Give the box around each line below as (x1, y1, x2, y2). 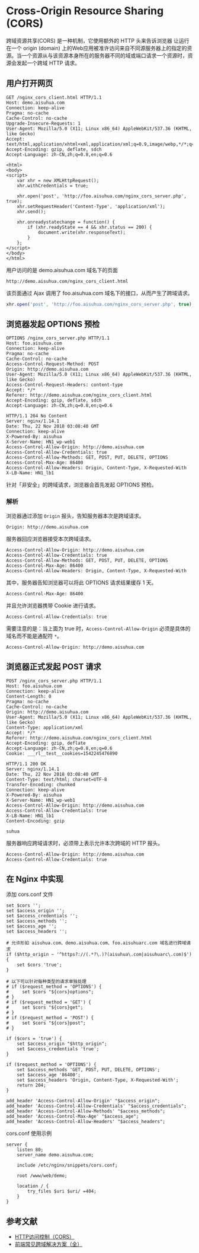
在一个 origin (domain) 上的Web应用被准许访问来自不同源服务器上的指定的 (6, 44, 187, 52)
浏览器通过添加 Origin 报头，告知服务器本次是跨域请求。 (6, 512, 145, 519)
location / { (17, 1183, 49, 1190)
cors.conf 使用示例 (6, 1130, 52, 1137)
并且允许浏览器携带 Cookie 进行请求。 (6, 602, 99, 609)
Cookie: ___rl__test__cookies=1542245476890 (6, 750, 118, 757)
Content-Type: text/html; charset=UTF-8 (6, 776, 108, 782)
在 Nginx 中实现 (6, 873, 64, 884)
